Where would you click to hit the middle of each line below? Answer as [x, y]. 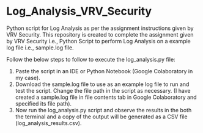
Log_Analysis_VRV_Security [79, 11]
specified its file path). [43, 103]
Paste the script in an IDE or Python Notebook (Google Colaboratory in [104, 71]
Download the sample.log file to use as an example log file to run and [102, 84]
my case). [28, 77]
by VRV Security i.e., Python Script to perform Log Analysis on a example [99, 41]
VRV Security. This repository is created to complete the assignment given [100, 34]
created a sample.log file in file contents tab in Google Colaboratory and [106, 97]
